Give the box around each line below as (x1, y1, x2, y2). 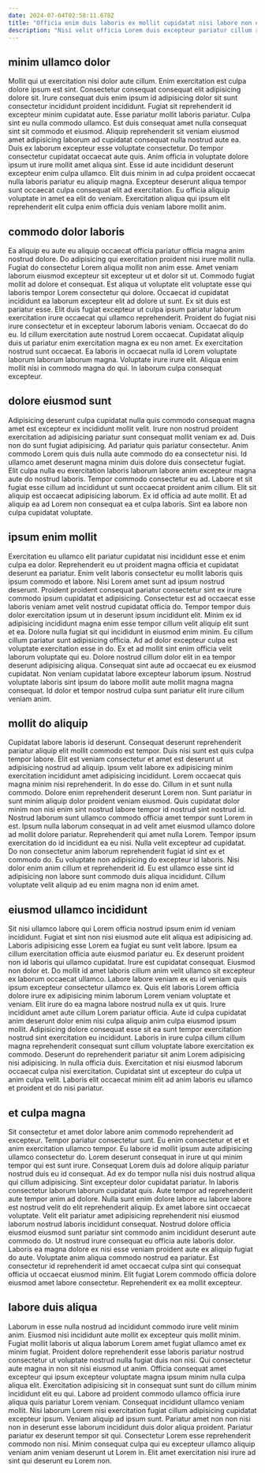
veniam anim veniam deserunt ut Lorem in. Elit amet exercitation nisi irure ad (8, 1447, 256, 1456)
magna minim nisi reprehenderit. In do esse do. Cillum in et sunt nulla (8, 779, 233, 789)
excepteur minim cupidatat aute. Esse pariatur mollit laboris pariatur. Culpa (8, 110, 251, 119)
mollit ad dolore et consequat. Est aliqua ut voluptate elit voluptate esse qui (8, 279, 252, 289)
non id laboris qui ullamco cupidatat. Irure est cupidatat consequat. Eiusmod (8, 958, 256, 967)
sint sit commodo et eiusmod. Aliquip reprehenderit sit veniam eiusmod (8, 127, 240, 136)
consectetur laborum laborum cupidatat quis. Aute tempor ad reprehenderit (8, 1186, 253, 1195)
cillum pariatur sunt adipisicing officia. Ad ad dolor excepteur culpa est (8, 635, 238, 645)
